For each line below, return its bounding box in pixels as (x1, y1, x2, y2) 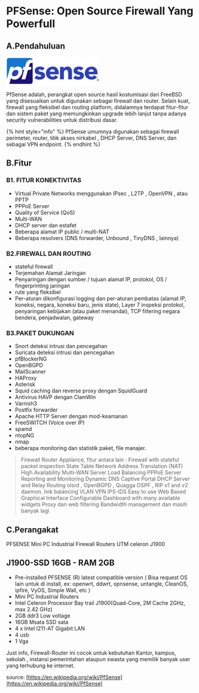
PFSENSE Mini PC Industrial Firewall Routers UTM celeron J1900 (6, 541, 166, 548)
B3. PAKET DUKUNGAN (6, 329, 74, 337)
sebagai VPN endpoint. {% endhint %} (6, 141, 100, 148)
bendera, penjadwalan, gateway (14, 314, 94, 321)
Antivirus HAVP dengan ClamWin (14, 394, 96, 401)
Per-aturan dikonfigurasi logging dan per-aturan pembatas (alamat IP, (14, 295, 186, 302)
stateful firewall (14, 263, 53, 270)
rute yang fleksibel (14, 288, 61, 295)
